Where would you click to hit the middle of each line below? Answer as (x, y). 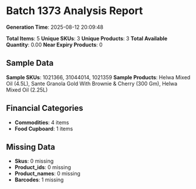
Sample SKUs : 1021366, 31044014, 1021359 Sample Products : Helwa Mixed (98, 77)
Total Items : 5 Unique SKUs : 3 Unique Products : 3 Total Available (87, 38)
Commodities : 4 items (42, 122)
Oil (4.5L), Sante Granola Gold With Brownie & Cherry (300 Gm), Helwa (92, 83)
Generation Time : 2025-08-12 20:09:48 (55, 27)
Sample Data (30, 63)
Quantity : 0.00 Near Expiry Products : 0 (54, 45)
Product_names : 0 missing (48, 174)
